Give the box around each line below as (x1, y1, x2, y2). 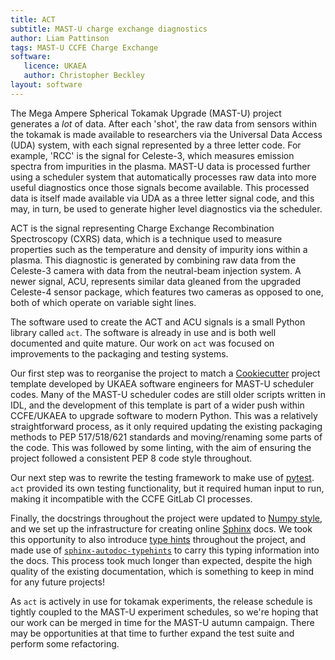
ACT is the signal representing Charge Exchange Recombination (10, 222, 275, 234)
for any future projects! (10, 576, 105, 588)
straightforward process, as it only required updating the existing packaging (10, 420, 323, 432)
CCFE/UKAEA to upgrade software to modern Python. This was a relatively (10, 409, 318, 421)
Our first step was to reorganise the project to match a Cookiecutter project (10, 367, 321, 379)
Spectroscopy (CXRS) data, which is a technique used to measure (10, 232, 283, 245)
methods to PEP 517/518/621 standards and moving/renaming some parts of (10, 431, 323, 443)
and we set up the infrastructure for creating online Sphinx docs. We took (10, 522, 313, 535)
